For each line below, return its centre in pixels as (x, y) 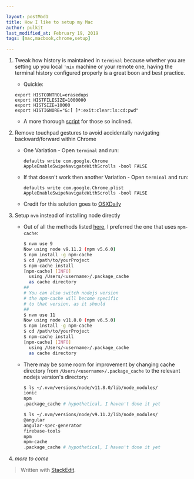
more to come (31, 458)
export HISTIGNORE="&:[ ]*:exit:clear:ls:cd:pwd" (77, 110)
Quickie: (34, 84)
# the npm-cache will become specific (71, 298)
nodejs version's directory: (56, 377)
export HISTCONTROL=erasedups (52, 95)
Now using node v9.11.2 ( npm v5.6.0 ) (70, 249)
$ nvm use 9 (38, 244)
